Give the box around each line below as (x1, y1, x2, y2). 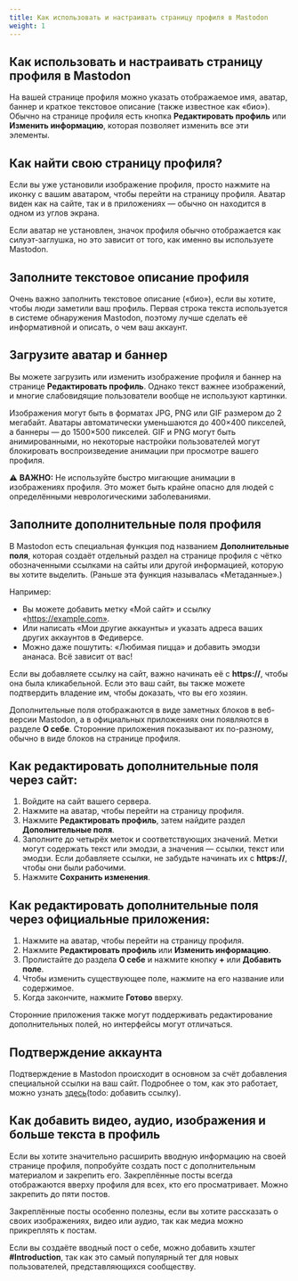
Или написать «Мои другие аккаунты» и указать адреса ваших (21, 622, 263, 633)
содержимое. (21, 982, 74, 994)
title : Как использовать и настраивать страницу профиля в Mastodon (9, 12, 269, 22)
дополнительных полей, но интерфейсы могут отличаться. (9, 1019, 233, 1030)
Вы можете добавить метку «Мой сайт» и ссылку (21, 604, 212, 614)
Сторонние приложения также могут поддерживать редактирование (9, 1009, 273, 1021)
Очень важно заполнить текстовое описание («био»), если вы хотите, (9, 293, 276, 304)
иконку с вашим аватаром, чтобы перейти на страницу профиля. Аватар (9, 189, 286, 200)
